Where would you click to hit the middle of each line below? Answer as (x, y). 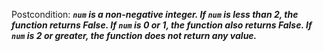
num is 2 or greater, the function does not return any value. (134, 35)
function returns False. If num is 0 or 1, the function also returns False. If (162, 25)
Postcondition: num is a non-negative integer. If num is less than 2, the (155, 14)
